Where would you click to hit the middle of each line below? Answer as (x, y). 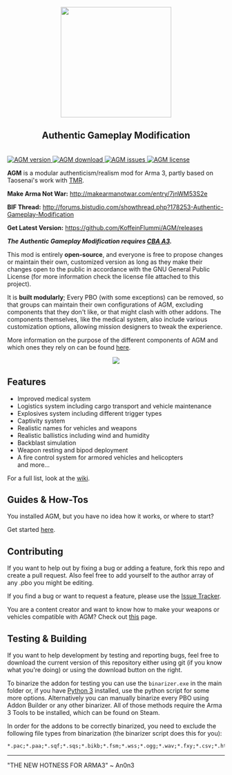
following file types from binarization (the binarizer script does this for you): (115, 734)
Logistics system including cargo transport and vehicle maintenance (114, 406)
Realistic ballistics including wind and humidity (83, 435)
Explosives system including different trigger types (89, 413)
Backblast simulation (47, 443)
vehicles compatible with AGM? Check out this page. (82, 617)
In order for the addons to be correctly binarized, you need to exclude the (112, 726)
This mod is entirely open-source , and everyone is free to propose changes (115, 254)
